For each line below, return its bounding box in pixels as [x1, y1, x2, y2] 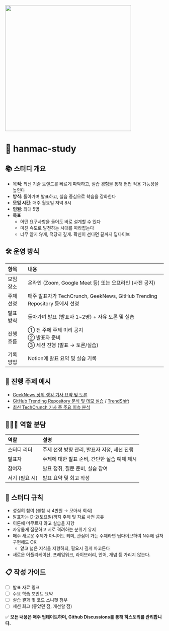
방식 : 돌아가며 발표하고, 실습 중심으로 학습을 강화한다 [12, 193, 116, 199]
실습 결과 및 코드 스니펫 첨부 [12, 597, 68, 603]
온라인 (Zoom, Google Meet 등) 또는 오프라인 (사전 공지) [27, 279, 156, 286]
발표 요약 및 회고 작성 [42, 474, 90, 481]
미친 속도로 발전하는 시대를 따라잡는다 [20, 225, 95, 231]
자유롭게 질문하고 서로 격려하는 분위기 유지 [12, 526, 97, 533]
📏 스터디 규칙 [5, 493, 44, 502]
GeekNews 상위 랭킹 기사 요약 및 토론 [12, 391, 88, 397]
